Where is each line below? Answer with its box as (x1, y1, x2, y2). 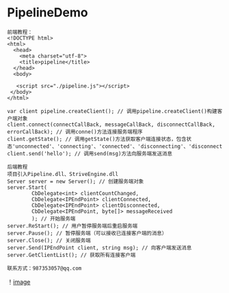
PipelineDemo (7, 5, 88, 21)
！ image (7, 277, 31, 285)
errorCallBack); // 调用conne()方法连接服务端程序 (7, 128, 143, 135)
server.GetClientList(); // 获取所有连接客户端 (7, 251, 136, 258)
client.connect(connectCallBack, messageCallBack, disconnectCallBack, (7, 121, 215, 128)
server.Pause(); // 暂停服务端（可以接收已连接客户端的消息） (7, 229, 167, 237)
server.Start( (7, 183, 48, 191)
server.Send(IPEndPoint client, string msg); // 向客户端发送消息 (7, 244, 192, 251)
